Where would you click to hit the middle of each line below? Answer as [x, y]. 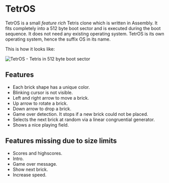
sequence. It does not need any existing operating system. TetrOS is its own [85, 34]
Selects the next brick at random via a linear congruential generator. [83, 119]
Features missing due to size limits [61, 141]
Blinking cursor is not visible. [43, 93]
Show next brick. [30, 169]
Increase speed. [29, 175]
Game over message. [35, 164]
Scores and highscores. [37, 153]
